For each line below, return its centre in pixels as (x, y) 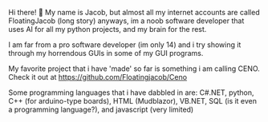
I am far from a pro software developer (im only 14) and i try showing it (125, 45)
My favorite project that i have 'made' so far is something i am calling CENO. (134, 69)
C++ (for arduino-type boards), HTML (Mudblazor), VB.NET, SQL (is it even (133, 101)
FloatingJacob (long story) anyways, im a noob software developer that (126, 21)
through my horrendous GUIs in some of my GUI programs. (106, 53)
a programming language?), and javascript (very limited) (101, 109)
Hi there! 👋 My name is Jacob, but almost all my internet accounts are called (134, 12)
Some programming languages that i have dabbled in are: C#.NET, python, (131, 92)
